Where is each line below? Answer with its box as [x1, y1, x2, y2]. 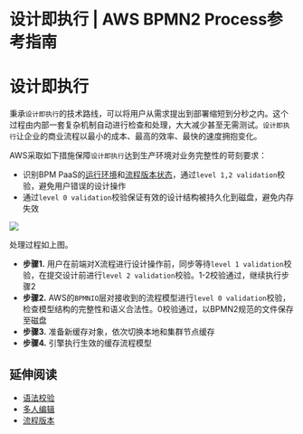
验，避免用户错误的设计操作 [22, 181, 127, 192]
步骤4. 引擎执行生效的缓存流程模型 [22, 337, 152, 349]
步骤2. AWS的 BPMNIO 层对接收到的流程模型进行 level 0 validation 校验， [22, 292, 291, 304]
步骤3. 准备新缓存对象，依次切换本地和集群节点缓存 [22, 326, 215, 337]
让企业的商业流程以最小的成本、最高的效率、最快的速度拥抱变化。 [15, 131, 262, 142]
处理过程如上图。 [9, 240, 73, 250]
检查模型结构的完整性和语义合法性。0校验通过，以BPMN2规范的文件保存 [22, 304, 294, 315]
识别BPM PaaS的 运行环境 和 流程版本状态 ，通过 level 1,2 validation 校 [22, 169, 286, 180]
